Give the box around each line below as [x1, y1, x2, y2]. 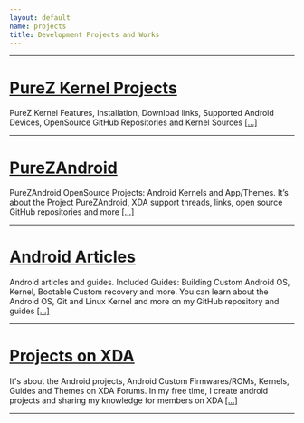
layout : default [9, 13, 71, 23]
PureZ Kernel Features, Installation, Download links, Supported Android [9, 108, 274, 119]
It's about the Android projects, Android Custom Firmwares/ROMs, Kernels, [9, 376, 290, 387]
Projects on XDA [9, 346, 135, 367]
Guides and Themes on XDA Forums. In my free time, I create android [9, 386, 269, 397]
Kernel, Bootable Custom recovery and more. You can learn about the [9, 286, 269, 297]
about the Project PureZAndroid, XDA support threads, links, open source [9, 197, 283, 208]
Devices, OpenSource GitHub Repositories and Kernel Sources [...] [9, 117, 258, 128]
